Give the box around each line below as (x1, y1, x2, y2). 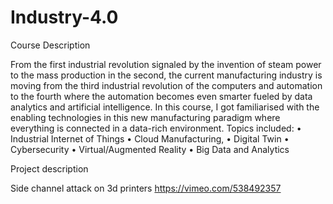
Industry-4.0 (10, 6, 119, 29)
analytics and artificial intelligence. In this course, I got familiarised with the (10, 101, 320, 113)
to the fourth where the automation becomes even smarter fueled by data (10, 90, 313, 102)
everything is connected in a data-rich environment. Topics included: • (10, 122, 302, 134)
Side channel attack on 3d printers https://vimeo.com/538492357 (10, 182, 282, 194)
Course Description (10, 39, 91, 51)
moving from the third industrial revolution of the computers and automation (10, 79, 323, 91)
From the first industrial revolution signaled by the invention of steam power (10, 58, 322, 70)
